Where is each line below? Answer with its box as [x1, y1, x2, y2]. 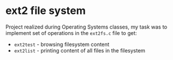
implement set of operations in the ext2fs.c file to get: [5, 29, 137, 36]
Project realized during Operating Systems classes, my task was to [5, 23, 168, 30]
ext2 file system [5, 4, 86, 17]
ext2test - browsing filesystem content [14, 41, 109, 48]
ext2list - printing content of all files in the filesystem [14, 47, 145, 54]
